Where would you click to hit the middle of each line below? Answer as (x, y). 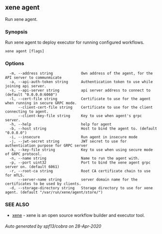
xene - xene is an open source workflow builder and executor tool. (78, 215)
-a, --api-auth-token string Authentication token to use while (81, 82)
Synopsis (16, 32)
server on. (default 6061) (32, 167)
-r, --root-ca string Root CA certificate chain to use (80, 171)
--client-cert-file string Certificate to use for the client (85, 108)
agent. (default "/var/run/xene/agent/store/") (54, 192)
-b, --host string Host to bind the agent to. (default (83, 129)
